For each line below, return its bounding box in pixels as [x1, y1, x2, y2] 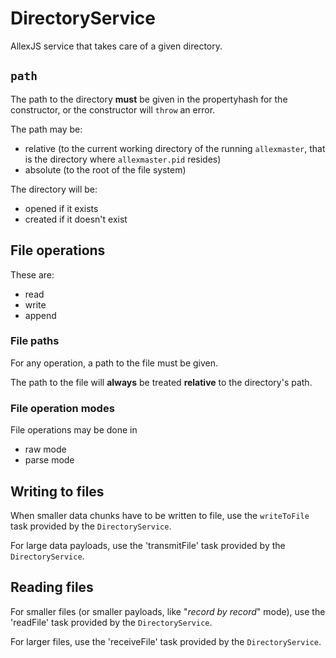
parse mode [24, 454, 75, 466]
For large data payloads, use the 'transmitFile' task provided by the [10, 539, 286, 551]
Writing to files [10, 483, 105, 500]
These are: [10, 268, 55, 281]
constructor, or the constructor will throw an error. [10, 103, 216, 116]
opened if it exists [24, 202, 99, 214]
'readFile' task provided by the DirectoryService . [10, 616, 213, 628]
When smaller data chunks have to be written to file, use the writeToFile [10, 509, 310, 521]
